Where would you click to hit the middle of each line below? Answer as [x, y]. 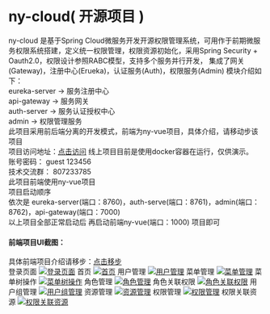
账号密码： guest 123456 [50, 161]
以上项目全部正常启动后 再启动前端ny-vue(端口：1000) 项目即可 [114, 222]
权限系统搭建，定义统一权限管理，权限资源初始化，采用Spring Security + [137, 50]
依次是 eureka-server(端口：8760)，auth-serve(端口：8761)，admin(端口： [134, 202]
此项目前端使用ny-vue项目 [52, 182]
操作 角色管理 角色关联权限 [109, 282]
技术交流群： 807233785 [50, 171]
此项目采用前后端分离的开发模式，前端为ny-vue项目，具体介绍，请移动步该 [133, 131]
